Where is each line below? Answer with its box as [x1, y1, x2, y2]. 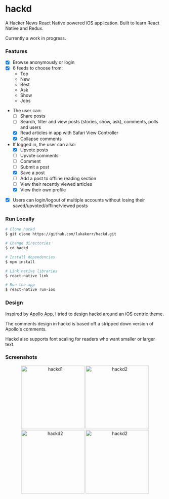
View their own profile [20, 187, 66, 193]
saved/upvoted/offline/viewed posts [12, 203, 88, 209]
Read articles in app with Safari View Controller [20, 130, 119, 136]
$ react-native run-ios [5, 287, 56, 292]
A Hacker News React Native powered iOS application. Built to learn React [5, 20, 160, 26]
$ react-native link [5, 273, 49, 278]
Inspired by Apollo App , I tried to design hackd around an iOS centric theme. [5, 311, 164, 317]
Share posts [20, 113, 46, 119]
